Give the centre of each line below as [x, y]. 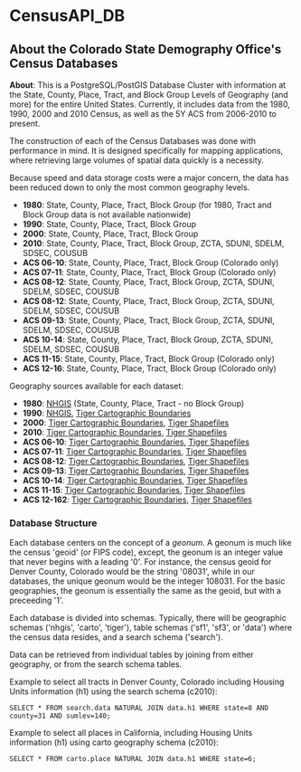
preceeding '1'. [37, 600]
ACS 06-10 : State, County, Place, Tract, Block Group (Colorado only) [150, 262]
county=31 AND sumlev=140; [60, 716]
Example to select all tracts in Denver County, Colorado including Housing [147, 682]
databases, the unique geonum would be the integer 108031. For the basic [147, 581]
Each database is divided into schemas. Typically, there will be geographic [148, 618]
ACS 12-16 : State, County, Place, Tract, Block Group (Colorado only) [150, 368]
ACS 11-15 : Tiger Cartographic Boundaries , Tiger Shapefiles [134, 490]
